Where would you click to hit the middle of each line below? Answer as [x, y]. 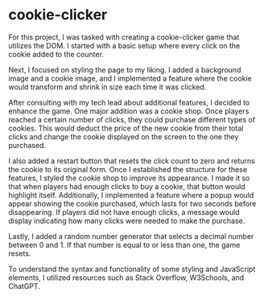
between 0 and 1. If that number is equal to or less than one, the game [124, 245]
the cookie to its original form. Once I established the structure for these [128, 169]
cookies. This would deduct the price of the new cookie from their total [126, 128]
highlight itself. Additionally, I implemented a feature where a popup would [131, 195]
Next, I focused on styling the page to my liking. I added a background [125, 69]
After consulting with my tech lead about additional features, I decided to [129, 102]
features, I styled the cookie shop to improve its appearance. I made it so [129, 178]
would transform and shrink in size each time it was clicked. [107, 87]
